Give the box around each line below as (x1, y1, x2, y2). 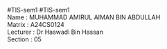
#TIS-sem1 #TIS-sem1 (7, 6, 71, 14)
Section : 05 (7, 35, 42, 43)
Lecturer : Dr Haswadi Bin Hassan (7, 28, 104, 36)
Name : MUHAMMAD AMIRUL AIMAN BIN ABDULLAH (7, 13, 161, 21)
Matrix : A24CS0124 (7, 21, 64, 28)
